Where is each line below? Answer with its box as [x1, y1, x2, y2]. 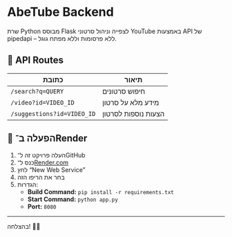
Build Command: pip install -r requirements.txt [27, 187, 174, 196]
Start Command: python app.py [27, 195, 119, 203]
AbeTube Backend [7, 4, 114, 20]
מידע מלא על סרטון [102, 97, 159, 107]
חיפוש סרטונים [102, 86, 146, 96]
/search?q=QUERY [10, 87, 64, 95]
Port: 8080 [27, 202, 57, 211]
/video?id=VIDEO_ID [10, 98, 75, 106]
